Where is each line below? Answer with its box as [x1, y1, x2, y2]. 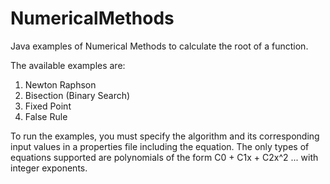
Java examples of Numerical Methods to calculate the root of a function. [10, 40, 309, 52]
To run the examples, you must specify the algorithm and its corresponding [10, 130, 320, 142]
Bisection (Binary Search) [24, 89, 131, 101]
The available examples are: [10, 59, 126, 71]
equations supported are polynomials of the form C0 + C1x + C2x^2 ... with [10, 151, 319, 163]
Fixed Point [24, 100, 72, 112]
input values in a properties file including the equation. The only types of [10, 140, 310, 152]
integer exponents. [10, 162, 88, 174]
